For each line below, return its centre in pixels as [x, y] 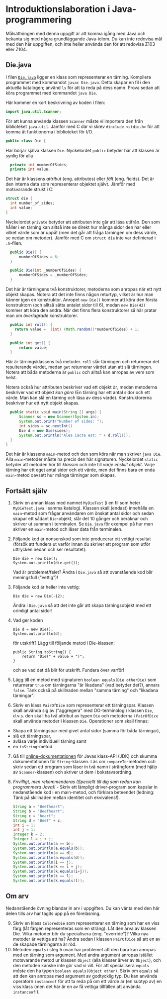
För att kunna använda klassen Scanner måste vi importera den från [74, 121]
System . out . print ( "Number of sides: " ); [61, 421]
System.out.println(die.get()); [46, 563]
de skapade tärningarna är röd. [44, 944]
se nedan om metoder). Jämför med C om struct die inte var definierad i [81, 238]
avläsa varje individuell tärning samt [49, 741]
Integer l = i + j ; [33, 839]
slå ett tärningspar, [32, 736]
